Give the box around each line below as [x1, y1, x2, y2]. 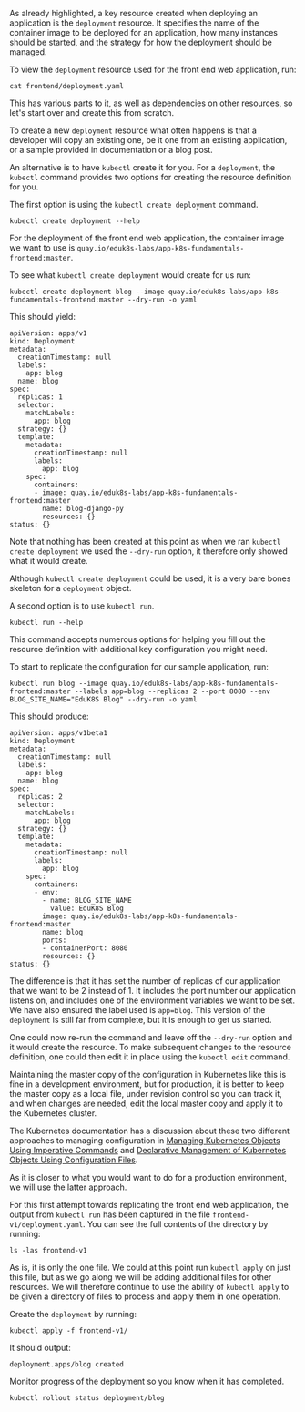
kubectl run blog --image [9, 679, 107, 688]
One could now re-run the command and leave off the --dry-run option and [9, 1032, 293, 1042]
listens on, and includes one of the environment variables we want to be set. [9, 995, 296, 1006]
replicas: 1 [17, 393, 64, 402]
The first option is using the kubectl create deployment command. [9, 200, 259, 210]
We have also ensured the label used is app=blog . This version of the [9, 1005, 266, 1015]
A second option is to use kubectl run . [9, 600, 155, 611]
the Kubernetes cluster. [9, 1108, 97, 1119]
